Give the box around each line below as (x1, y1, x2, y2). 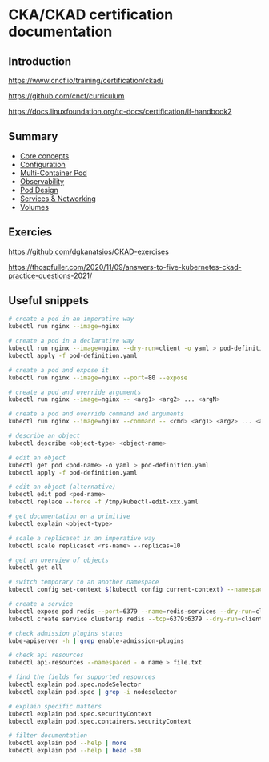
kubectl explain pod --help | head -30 (8, 747, 142, 755)
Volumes (19, 202, 50, 211)
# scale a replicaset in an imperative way (8, 534, 156, 542)
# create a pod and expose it (8, 366, 110, 374)
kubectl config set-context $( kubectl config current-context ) (8, 586, 224, 594)
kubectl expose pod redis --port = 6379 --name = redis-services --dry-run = (8, 607, 256, 616)
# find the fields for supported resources (8, 673, 156, 681)
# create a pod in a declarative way (8, 337, 134, 345)
